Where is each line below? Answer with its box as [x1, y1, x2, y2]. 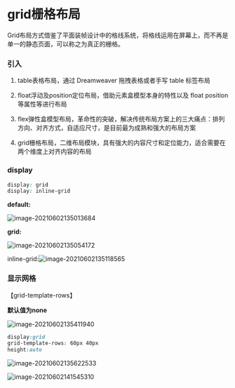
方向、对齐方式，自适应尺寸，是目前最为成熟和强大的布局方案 [17, 123, 196, 132]
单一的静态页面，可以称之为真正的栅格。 [7, 39, 124, 48]
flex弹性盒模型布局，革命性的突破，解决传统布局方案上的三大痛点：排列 [17, 115, 225, 123]
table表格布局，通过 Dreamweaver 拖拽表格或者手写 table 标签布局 [17, 76, 210, 85]
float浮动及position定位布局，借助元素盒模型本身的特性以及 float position [17, 91, 229, 100]
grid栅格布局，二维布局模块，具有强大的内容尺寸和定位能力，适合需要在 [17, 138, 226, 147]
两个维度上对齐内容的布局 [17, 147, 92, 156]
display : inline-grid [7, 187, 71, 195]
